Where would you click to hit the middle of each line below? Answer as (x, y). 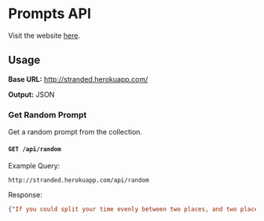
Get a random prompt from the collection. (75, 132)
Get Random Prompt (48, 115)
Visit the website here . (44, 35)
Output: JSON (31, 94)
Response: (26, 195)
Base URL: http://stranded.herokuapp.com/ (78, 79)
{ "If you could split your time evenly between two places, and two (123, 209)
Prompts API (50, 14)
